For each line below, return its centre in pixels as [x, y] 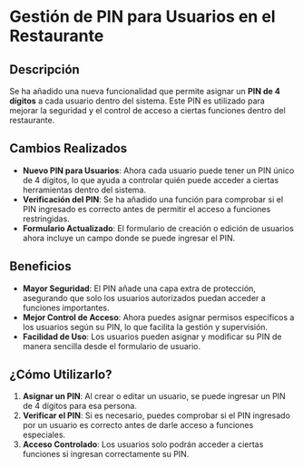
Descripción [44, 69]
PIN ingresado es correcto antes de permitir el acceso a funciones [147, 209]
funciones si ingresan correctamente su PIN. [106, 454]
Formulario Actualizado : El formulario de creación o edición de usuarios [158, 228]
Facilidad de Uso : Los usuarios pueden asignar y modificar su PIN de [152, 336]
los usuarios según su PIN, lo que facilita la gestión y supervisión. [145, 327]
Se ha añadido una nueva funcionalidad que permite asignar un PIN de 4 [145, 91]
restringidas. [46, 219]
